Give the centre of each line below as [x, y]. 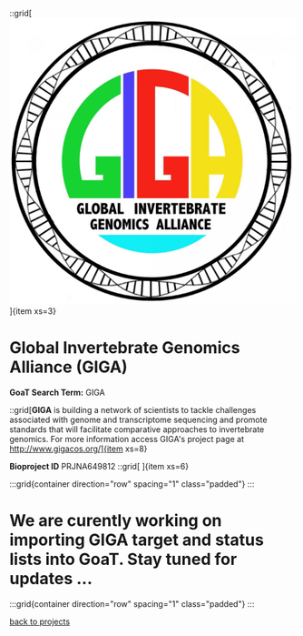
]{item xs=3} [33, 311]
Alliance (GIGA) [69, 367]
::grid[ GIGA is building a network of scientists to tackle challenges [133, 409]
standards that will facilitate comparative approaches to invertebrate [137, 429]
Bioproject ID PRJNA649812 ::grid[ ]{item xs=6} [99, 466]
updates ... [51, 579]
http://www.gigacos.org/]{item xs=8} [78, 449]
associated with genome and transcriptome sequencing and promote [138, 419]
